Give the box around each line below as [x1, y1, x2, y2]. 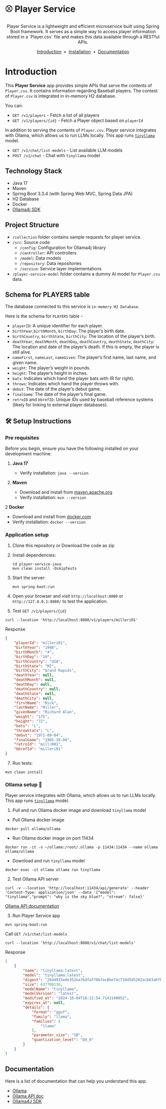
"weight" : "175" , [14, 714, 50, 719]
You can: [5, 102, 23, 109]
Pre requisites [5, 434, 40, 441]
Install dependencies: [12, 552, 56, 558]
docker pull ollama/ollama [5, 826, 61, 832]
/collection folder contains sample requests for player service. [12, 234, 142, 240]
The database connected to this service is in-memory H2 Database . [5, 304, 140, 309]
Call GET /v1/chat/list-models [5, 931, 68, 937]
